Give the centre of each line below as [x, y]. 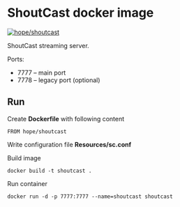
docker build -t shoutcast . [50, 171]
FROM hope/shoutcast [37, 131]
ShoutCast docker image [81, 13]
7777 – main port [42, 72]
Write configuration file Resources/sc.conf [69, 144]
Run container [27, 183]
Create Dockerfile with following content [66, 118]
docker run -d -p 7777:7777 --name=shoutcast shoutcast [90, 197]
